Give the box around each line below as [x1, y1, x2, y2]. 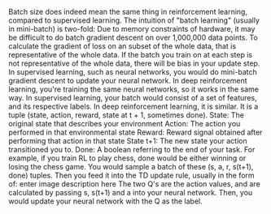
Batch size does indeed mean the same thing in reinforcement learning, [8, 7, 248, 16]
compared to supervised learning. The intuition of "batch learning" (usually [8, 15, 260, 25]
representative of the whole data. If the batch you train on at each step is [8, 50, 253, 59]
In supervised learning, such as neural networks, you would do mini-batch [8, 67, 258, 76]
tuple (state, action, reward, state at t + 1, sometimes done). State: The [8, 110, 244, 120]
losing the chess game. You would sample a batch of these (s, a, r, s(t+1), [8, 162, 254, 171]
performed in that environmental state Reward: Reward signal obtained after [8, 127, 263, 137]
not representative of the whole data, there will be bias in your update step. [8, 58, 260, 68]
